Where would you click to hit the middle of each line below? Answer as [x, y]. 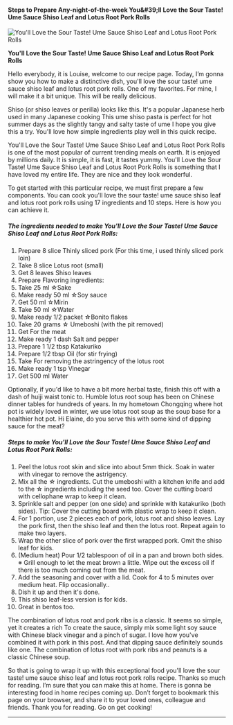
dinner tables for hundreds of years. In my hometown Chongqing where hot [115, 404]
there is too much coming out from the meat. [82, 570]
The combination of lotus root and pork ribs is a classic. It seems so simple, [115, 620]
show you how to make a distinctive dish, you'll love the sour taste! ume [110, 81]
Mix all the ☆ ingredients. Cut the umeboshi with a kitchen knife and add [121, 482]
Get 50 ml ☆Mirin [43, 302]
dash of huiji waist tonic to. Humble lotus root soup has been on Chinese [111, 397]
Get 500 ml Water [43, 376]
